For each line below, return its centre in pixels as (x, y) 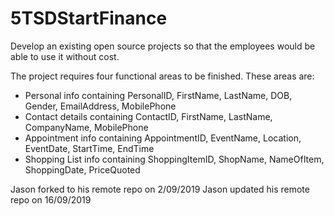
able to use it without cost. (65, 56)
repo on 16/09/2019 (51, 199)
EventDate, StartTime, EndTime (89, 148)
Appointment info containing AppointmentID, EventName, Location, (163, 138)
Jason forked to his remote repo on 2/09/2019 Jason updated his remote (160, 189)
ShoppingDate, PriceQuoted (82, 169)
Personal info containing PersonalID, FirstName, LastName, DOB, (158, 95)
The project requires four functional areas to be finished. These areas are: (162, 76)
